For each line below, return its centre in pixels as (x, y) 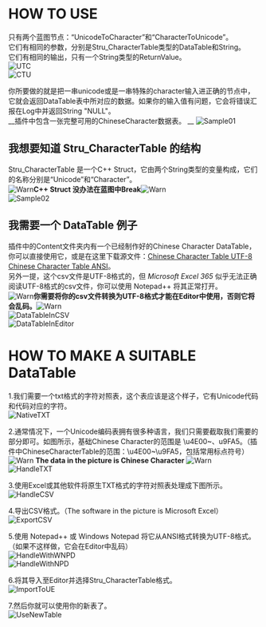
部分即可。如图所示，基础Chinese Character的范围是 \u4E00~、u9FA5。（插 (133, 441)
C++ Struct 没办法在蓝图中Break (87, 189)
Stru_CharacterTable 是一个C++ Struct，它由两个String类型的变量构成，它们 (133, 169)
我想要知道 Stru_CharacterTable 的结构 (105, 149)
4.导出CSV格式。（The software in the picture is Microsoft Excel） (115, 510)
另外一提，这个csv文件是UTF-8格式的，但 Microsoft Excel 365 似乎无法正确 (133, 276)
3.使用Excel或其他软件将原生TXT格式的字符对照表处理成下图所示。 (117, 485)
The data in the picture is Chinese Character (110, 460)
